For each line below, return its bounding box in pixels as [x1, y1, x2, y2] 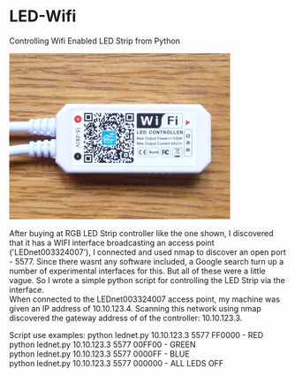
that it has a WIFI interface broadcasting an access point [9, 237, 215, 248]
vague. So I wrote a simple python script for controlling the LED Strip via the [9, 274, 285, 285]
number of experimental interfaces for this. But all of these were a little [9, 265, 267, 276]
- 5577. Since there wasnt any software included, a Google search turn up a [9, 256, 284, 266]
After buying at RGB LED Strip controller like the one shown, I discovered [9, 227, 274, 238]
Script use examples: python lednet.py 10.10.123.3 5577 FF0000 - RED [9, 329, 264, 340]
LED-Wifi [9, 6, 77, 27]
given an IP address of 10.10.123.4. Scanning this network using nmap [9, 303, 262, 313]
